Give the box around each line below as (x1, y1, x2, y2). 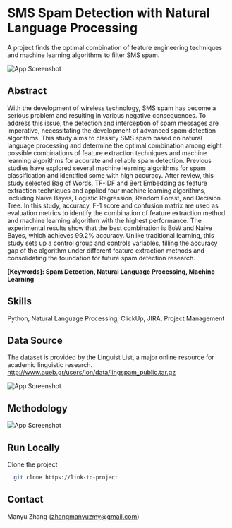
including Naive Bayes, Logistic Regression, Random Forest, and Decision (7, 193, 221, 202)
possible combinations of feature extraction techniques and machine (7, 148, 207, 157)
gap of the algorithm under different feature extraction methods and (7, 246, 204, 255)
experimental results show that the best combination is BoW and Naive (7, 224, 213, 232)
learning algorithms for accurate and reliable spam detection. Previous (7, 156, 212, 164)
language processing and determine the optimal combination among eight (7, 141, 222, 150)
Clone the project (7, 460, 58, 469)
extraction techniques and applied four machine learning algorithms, (7, 186, 206, 195)
